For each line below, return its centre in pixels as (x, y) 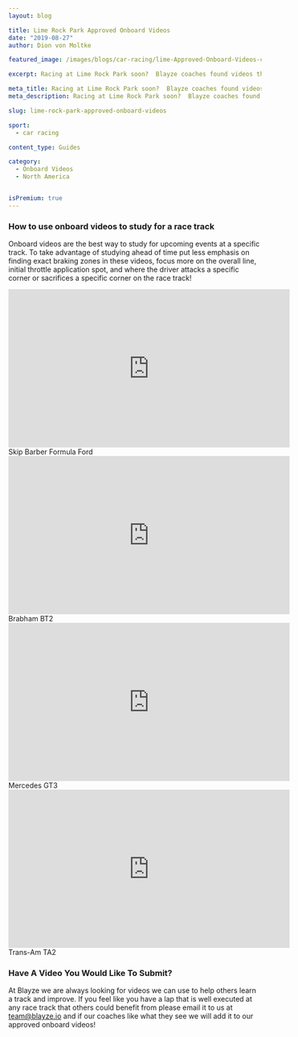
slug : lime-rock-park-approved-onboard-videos (88, 111)
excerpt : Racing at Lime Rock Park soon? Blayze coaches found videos (131, 74)
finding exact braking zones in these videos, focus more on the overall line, (133, 261)
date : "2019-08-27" (41, 38)
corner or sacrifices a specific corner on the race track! (100, 278)
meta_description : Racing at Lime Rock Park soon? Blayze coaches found (135, 96)
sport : (19, 125)
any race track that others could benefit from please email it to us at (120, 1008)
